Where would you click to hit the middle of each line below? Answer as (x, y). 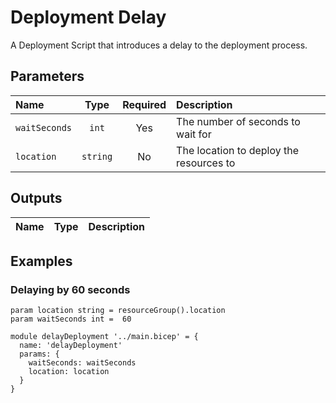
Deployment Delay (88, 17)
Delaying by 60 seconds (70, 289)
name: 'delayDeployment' (71, 346)
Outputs (36, 198)
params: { (39, 354)
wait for (194, 134)
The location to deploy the (238, 150)
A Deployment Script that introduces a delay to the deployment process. (159, 45)
